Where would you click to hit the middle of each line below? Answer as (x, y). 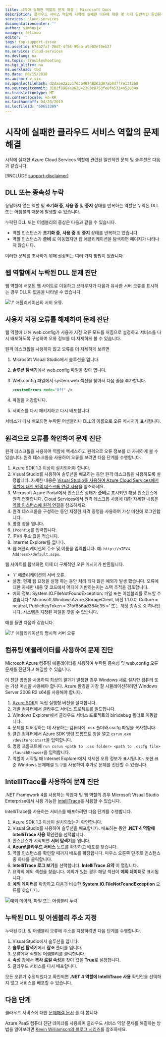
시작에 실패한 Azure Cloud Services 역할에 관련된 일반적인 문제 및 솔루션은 (78, 160)
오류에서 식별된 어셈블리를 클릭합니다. (49, 953)
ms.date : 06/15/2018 (27, 74)
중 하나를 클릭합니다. (32, 859)
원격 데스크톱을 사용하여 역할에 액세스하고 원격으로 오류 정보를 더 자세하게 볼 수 (82, 451)
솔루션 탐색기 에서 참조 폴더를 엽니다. (47, 947)
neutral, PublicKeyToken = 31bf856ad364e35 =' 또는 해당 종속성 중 (80, 606)
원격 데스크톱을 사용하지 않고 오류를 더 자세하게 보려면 (57, 349)
